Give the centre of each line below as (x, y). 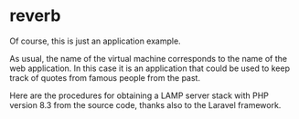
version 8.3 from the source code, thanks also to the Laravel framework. (145, 104)
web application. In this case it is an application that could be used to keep (150, 68)
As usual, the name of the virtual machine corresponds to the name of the (149, 58)
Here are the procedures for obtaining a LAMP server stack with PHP (139, 95)
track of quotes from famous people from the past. (105, 77)
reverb (35, 16)
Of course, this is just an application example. (95, 41)
